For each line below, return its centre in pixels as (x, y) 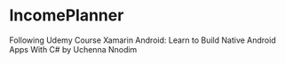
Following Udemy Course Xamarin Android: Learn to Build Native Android (143, 40)
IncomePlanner (67, 16)
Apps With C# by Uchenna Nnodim (73, 49)
